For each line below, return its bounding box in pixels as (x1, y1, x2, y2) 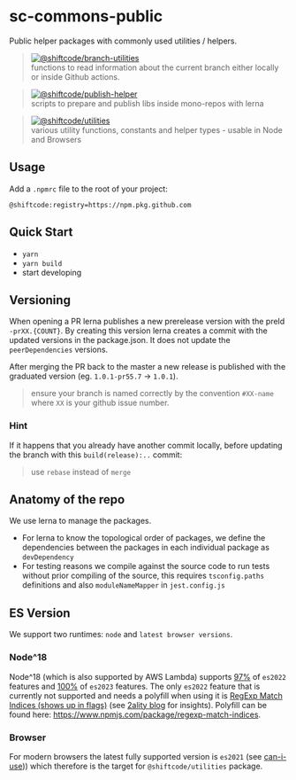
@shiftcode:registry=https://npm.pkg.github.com (9, 200, 192, 209)
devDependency (21, 553, 74, 562)
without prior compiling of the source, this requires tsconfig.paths (21, 570, 265, 581)
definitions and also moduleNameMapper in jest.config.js (21, 580, 225, 590)
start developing (21, 267, 82, 277)
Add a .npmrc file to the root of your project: (9, 183, 168, 194)
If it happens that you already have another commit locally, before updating (9, 440, 283, 450)
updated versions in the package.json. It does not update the (9, 335, 231, 346)
